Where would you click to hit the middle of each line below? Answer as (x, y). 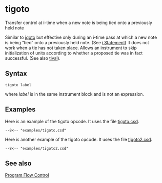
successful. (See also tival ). (33, 58)
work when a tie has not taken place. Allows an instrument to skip (71, 48)
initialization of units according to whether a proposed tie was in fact (74, 53)
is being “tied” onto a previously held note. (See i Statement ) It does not (77, 42)
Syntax (16, 74)
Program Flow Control (27, 175)
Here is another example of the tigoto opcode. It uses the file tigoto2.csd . (79, 139)
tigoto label (18, 85)
